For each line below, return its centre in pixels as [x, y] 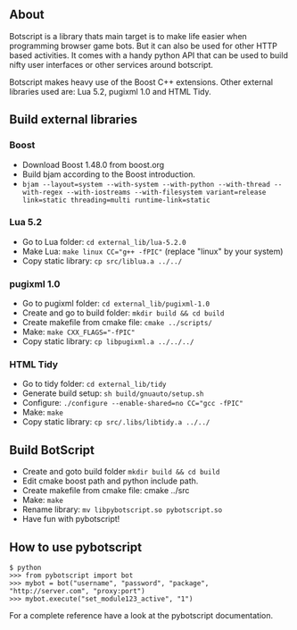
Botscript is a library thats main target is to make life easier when [128, 36]
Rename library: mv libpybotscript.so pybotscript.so [122, 509]
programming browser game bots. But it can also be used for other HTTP [144, 46]
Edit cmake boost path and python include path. [110, 481]
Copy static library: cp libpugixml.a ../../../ [108, 341]
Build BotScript [52, 450]
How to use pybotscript [76, 547]
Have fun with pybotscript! [71, 519]
